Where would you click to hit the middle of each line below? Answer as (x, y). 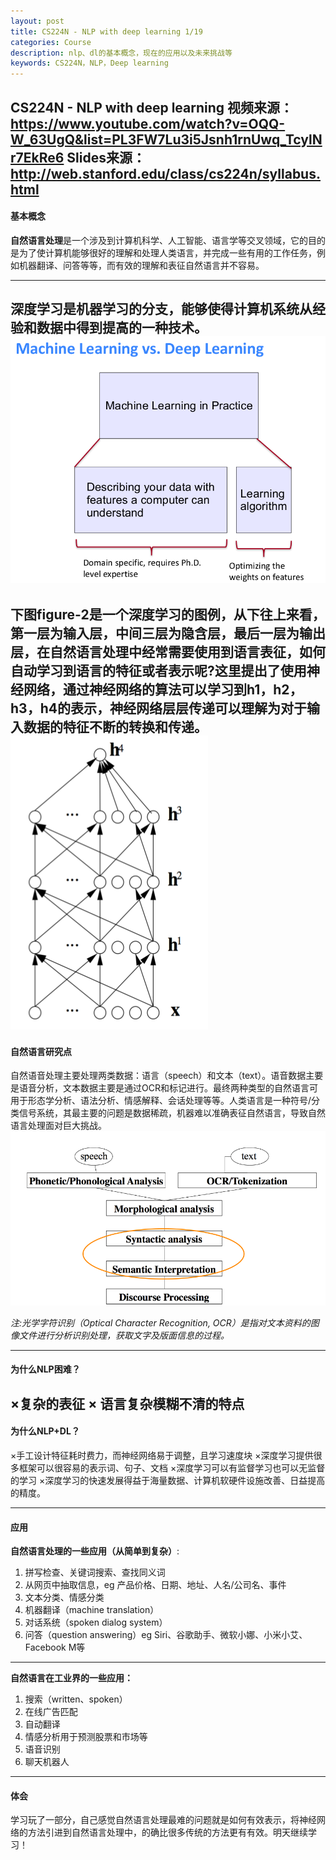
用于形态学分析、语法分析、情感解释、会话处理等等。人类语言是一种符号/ (161, 1101)
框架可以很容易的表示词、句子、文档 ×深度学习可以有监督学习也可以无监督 (172, 1468)
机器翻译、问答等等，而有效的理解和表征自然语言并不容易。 (141, 265)
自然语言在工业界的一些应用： (71, 1678)
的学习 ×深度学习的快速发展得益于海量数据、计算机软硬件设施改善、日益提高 (168, 1481)
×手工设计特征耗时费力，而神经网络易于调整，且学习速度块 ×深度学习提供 (162, 1456)
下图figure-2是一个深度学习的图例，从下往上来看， (168, 614)
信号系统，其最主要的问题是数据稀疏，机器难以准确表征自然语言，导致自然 (172, 1113)
